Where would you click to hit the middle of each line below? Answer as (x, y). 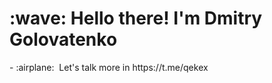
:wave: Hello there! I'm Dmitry (136, 18)
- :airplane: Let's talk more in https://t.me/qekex (109, 67)
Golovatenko (63, 39)
